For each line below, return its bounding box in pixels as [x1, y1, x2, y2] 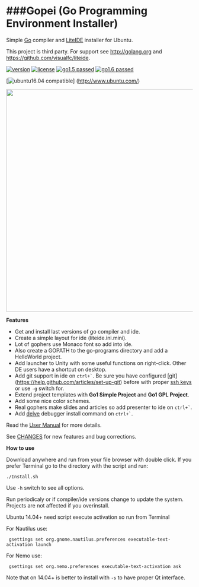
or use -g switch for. [14, 385, 64, 392]
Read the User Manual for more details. [6, 421, 102, 429]
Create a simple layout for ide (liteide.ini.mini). [14, 334, 127, 341]
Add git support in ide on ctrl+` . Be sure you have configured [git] [14, 372, 178, 379]
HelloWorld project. [14, 353, 62, 360]
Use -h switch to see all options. [6, 484, 85, 491]
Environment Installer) [6, 17, 118, 30]
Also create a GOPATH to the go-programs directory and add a [14, 347, 168, 354]
